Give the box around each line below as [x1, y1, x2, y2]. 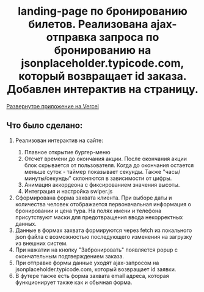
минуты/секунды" [24, 174, 72, 182]
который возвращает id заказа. [18, 69, 188, 83]
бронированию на [54, 43, 151, 58]
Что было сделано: [6, 121, 83, 131]
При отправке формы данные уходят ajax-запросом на [15, 259, 159, 266]
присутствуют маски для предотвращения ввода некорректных [15, 213, 183, 221]
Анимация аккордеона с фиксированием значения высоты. [24, 181, 180, 188]
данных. [15, 220, 37, 227]
